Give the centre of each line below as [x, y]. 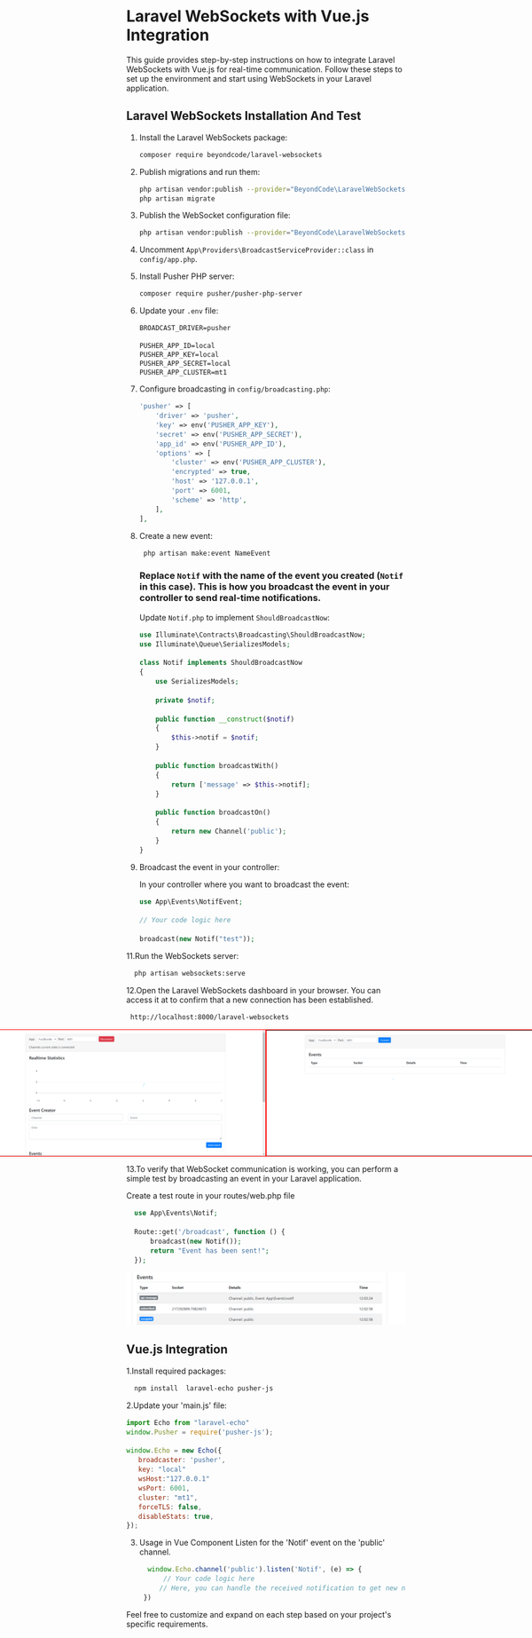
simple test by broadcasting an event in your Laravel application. [244, 1179]
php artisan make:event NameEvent [207, 553]
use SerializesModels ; [197, 682]
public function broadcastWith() [217, 765]
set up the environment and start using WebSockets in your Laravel [249, 78]
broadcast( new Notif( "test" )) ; [197, 939]
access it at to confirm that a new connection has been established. [250, 1000]
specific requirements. [167, 1624]
